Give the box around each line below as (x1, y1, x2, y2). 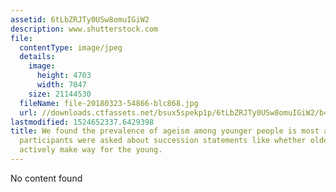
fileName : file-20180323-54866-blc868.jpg (19, 98, 199, 108)
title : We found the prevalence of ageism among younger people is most (10, 126, 320, 136)
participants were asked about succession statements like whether (19, 136, 307, 146)
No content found (10, 172, 83, 184)
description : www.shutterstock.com (10, 24, 159, 34)
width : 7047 (36, 80, 87, 90)
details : (19, 52, 56, 62)
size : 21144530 (28, 89, 92, 99)
